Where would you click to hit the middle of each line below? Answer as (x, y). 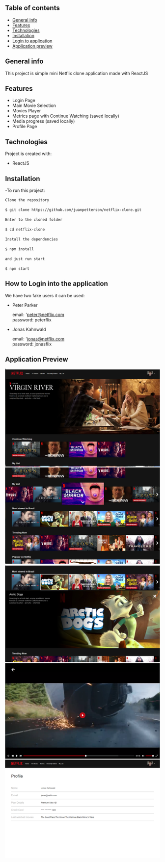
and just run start (25, 259)
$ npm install (20, 249)
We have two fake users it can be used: (45, 295)
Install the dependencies (31, 239)
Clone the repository (27, 200)
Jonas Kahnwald (29, 329)
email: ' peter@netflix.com (38, 314)
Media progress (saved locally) (43, 121)
